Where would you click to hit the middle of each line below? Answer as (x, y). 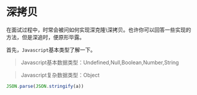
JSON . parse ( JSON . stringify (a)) (45, 86)
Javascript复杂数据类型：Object (60, 75)
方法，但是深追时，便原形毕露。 (45, 37)
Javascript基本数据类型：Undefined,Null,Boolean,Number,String (100, 62)
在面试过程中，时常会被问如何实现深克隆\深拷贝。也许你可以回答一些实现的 (99, 30)
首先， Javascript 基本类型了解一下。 (51, 50)
